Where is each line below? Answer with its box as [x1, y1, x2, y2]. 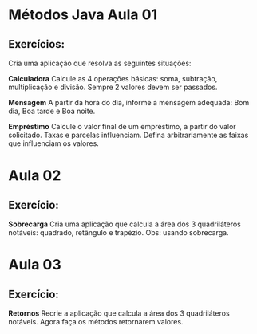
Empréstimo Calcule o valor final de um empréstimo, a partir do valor [8, 122, 237, 131]
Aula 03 [8, 256, 61, 274]
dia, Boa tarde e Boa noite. [8, 106, 96, 116]
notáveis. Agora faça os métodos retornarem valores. [8, 317, 184, 326]
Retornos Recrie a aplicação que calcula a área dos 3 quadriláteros [8, 308, 230, 318]
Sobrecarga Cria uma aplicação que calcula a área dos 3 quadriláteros [8, 219, 242, 229]
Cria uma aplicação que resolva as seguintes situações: [8, 58, 192, 68]
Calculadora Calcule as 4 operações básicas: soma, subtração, [8, 74, 218, 83]
